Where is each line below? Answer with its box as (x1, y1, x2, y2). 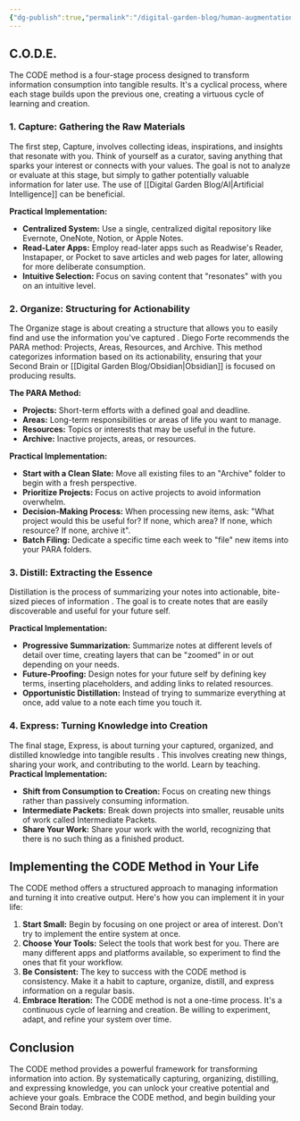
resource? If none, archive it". (21, 525, 131, 536)
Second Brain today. (9, 1101, 84, 1113)
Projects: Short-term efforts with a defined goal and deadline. (21, 405, 251, 416)
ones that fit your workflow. (21, 957, 123, 968)
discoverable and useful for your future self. (9, 605, 171, 617)
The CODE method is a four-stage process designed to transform (9, 70, 250, 80)
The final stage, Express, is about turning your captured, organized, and (9, 739, 274, 751)
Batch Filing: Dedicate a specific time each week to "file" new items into (21, 535, 289, 545)
